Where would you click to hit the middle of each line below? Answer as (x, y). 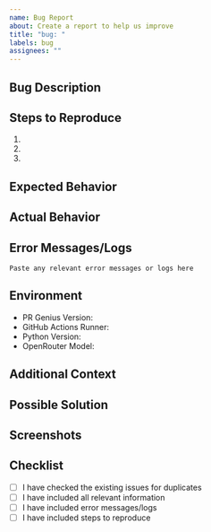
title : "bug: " (38, 34)
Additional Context (63, 375)
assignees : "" (36, 51)
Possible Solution (59, 405)
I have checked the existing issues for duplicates (112, 487)
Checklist (37, 466)
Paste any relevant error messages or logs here (101, 268)
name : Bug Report (42, 17)
